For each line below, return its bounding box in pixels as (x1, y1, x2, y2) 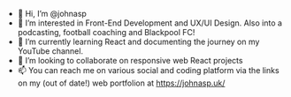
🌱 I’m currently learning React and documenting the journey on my (17, 36, 260, 47)
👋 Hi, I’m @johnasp (17, 9, 87, 19)
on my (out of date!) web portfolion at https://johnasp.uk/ (17, 78, 226, 88)
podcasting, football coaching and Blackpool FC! (17, 27, 195, 37)
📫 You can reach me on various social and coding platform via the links (17, 65, 280, 75)
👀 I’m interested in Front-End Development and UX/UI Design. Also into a (17, 18, 283, 28)
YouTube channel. (17, 46, 84, 56)
